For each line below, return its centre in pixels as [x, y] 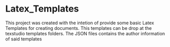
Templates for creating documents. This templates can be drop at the [79, 28]
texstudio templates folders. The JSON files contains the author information [85, 33]
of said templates [24, 39]
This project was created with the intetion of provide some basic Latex [80, 23]
